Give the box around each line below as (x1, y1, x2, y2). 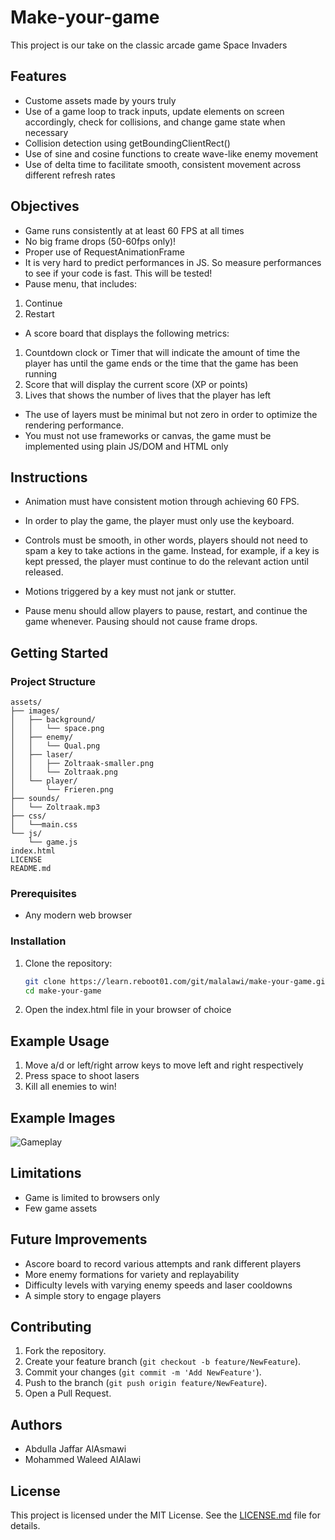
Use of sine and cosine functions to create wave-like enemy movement (24, 147, 319, 160)
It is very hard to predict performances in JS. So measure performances (24, 256, 322, 268)
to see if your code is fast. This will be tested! (24, 267, 213, 279)
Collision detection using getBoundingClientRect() (24, 137, 231, 149)
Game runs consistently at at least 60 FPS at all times (24, 224, 245, 236)
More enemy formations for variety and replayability (24, 1268, 240, 1280)
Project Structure (10, 674, 96, 688)
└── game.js (28, 837, 78, 848)
